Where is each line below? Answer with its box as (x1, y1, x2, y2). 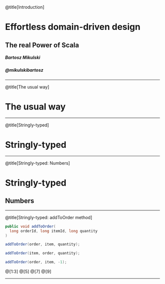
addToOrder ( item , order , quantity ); (5, 251, 80, 256)
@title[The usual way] (5, 84, 50, 90)
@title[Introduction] (5, 4, 45, 10)
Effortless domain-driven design (5, 22, 141, 32)
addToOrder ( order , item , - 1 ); (5, 260, 67, 265)
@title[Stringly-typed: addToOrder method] (5, 214, 92, 220)
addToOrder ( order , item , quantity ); (5, 242, 80, 247)
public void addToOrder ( (5, 224, 56, 229)
